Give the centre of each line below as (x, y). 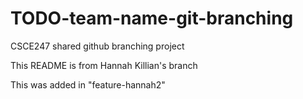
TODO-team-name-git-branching (152, 18)
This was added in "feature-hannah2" (88, 84)
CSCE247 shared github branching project (97, 46)
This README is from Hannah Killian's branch (104, 65)
